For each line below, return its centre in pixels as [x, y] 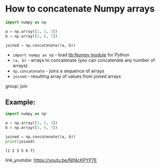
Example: [20, 102]
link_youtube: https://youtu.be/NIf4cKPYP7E [51, 160]
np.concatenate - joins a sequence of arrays [58, 71]
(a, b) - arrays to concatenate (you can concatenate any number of [84, 60]
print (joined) [20, 141]
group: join [16, 86]
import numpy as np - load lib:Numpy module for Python [71, 55]
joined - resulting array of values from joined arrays [67, 76]
